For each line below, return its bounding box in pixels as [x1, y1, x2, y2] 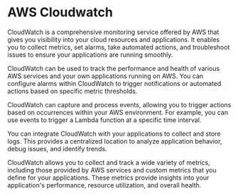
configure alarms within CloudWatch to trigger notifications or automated [7, 79, 222, 87]
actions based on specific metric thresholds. [7, 87, 138, 95]
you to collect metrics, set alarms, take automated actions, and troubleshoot [7, 43, 230, 51]
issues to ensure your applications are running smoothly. [7, 50, 173, 59]
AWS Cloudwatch [7, 4, 114, 21]
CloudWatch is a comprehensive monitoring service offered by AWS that [7, 28, 220, 36]
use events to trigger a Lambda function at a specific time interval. [7, 115, 202, 124]
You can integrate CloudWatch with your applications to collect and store [7, 129, 221, 138]
